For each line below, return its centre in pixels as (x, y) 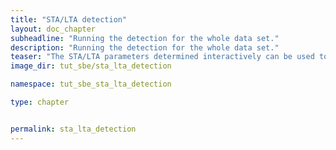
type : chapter (40, 102)
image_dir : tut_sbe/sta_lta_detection (91, 66)
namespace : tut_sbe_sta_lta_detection (91, 84)
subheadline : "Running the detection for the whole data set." (145, 38)
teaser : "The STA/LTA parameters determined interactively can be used (162, 57)
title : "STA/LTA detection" (69, 19)
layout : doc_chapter (53, 29)
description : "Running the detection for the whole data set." (145, 47)
